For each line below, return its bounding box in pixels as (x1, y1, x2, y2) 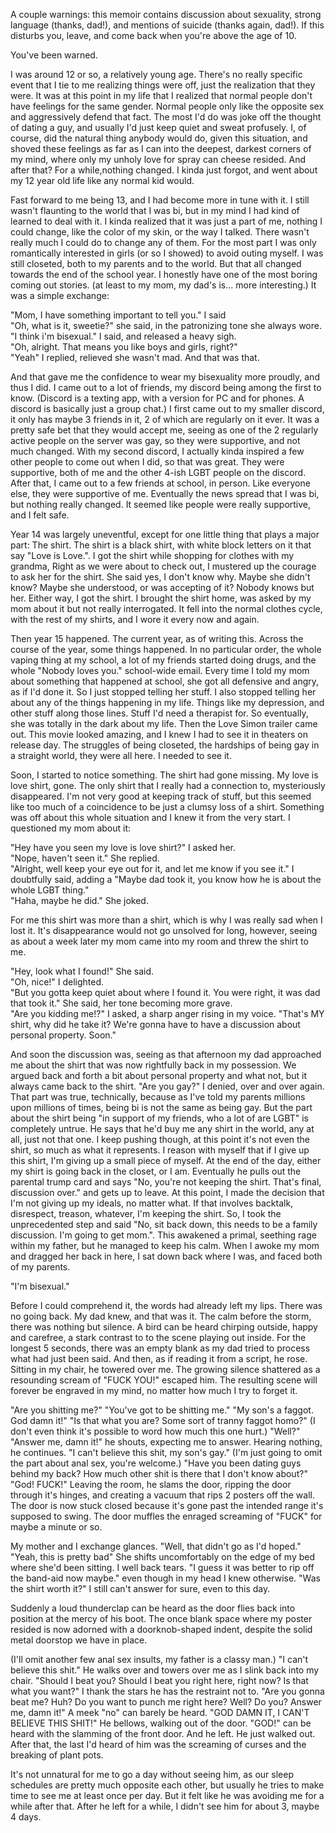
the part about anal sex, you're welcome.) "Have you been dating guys (10, 1457, 302, 1469)
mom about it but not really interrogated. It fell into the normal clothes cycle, (10, 603, 323, 614)
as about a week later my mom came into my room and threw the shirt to (10, 935, 309, 947)
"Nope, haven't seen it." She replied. (10, 852, 160, 864)
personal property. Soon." (10, 1029, 117, 1041)
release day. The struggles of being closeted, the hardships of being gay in (10, 739, 320, 751)
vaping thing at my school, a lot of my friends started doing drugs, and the (10, 654, 317, 666)
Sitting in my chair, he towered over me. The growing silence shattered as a (10, 1364, 321, 1375)
